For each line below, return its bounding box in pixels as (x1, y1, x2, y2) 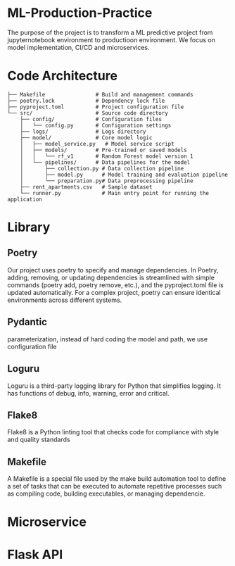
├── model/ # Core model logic (20, 134, 153, 141)
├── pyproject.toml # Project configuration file (7, 103, 184, 111)
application (7, 196, 42, 203)
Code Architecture (7, 68, 118, 84)
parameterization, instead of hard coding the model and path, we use (7, 334, 208, 343)
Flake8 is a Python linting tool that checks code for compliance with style (7, 428, 220, 436)
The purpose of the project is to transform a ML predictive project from (7, 28, 213, 37)
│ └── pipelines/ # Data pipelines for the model (20, 158, 191, 166)
